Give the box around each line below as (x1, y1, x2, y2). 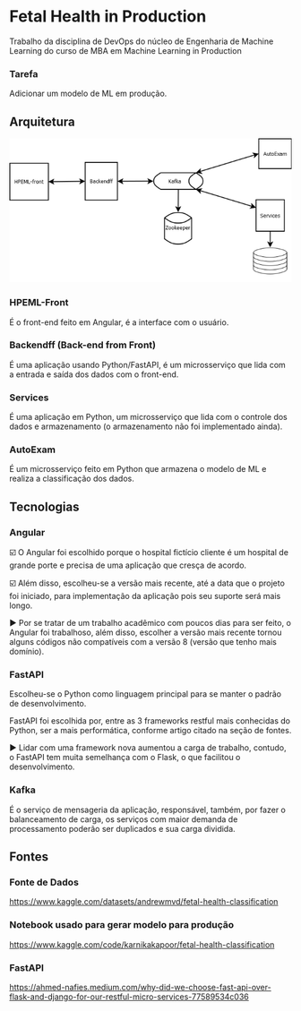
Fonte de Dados (9, 876, 79, 888)
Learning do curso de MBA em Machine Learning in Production (9, 45, 242, 56)
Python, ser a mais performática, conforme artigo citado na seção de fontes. (9, 725, 292, 736)
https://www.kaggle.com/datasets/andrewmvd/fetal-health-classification (9, 896, 279, 907)
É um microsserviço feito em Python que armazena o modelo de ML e (9, 464, 267, 475)
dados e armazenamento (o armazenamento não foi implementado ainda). (9, 421, 283, 432)
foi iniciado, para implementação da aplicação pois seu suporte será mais (9, 591, 281, 602)
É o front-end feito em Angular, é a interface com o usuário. (9, 316, 229, 328)
